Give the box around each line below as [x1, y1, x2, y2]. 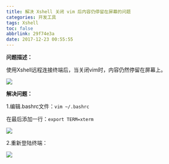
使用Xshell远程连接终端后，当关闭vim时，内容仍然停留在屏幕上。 [6, 66, 166, 73]
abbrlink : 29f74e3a [6, 31, 55, 37]
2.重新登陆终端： [6, 140, 48, 146]
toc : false [6, 25, 33, 32]
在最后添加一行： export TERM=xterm [6, 116, 94, 122]
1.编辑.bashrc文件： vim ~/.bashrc [6, 103, 90, 110]
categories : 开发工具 [6, 14, 57, 20]
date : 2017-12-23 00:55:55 [6, 36, 73, 42]
